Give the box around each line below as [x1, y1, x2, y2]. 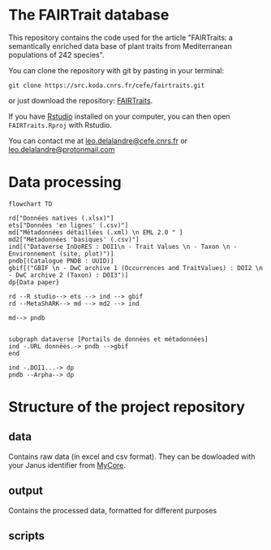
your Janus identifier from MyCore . [8, 460, 126, 469]
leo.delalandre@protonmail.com [8, 144, 115, 154]
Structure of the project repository [8, 398, 246, 417]
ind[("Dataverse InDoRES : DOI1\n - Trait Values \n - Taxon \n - [8, 242, 238, 251]
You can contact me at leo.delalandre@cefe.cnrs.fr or [8, 136, 188, 146]
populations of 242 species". [8, 50, 105, 59]
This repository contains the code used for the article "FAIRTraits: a [8, 33, 234, 42]
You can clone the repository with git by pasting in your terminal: [8, 65, 225, 75]
